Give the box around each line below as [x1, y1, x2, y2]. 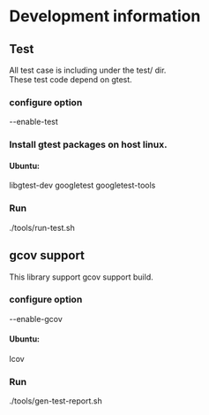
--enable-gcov [9, 313, 63, 324]
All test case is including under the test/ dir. [9, 65, 167, 75]
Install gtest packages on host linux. [9, 139, 168, 151]
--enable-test [9, 117, 59, 127]
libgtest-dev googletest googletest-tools [9, 180, 156, 191]
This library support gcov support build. [9, 272, 153, 282]
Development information [9, 6, 201, 27]
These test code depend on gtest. [9, 74, 132, 85]
